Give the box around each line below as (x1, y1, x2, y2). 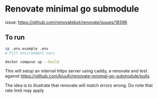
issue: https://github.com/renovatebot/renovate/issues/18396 (5, 19, 128, 25)
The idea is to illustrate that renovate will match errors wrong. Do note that (5, 83, 153, 88)
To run (5, 33, 25, 42)
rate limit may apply (5, 88, 44, 94)
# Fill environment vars (5, 51, 55, 56)
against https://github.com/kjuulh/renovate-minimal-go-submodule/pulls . (5, 73, 151, 79)
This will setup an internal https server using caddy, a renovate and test (5, 68, 147, 74)
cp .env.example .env (5, 46, 49, 51)
